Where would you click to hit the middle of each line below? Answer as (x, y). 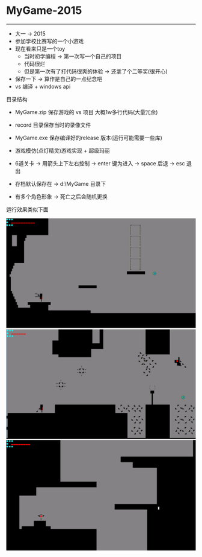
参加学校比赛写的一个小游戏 (49, 41)
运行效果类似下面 (27, 209)
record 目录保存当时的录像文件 (53, 125)
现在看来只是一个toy (40, 48)
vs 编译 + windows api (43, 86)
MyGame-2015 (44, 11)
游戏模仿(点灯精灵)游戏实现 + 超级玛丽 (62, 150)
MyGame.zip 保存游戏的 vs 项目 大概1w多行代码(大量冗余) (86, 112)
